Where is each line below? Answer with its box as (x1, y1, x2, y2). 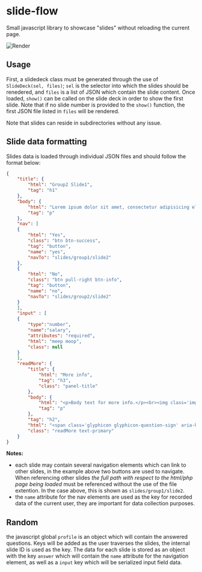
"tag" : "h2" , (28, 417, 61, 423)
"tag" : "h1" (28, 188, 58, 194)
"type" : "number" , (28, 322, 71, 328)
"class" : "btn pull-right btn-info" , (28, 277, 122, 283)
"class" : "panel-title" (38, 383, 98, 389)
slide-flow (6, 4, 58, 18)
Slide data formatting (6, 137, 87, 147)
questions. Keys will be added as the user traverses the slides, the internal (6, 540, 191, 547)
